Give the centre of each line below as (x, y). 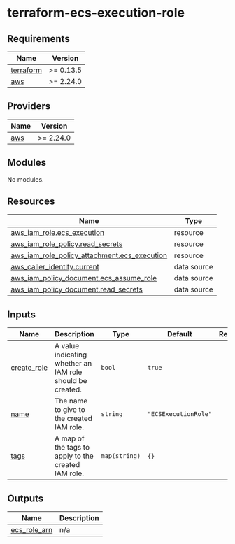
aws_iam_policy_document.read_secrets (77, 289)
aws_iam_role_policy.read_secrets (67, 244)
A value (67, 346)
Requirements (38, 39)
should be (71, 381)
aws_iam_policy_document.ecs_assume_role (84, 278)
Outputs (26, 498)
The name (71, 401)
